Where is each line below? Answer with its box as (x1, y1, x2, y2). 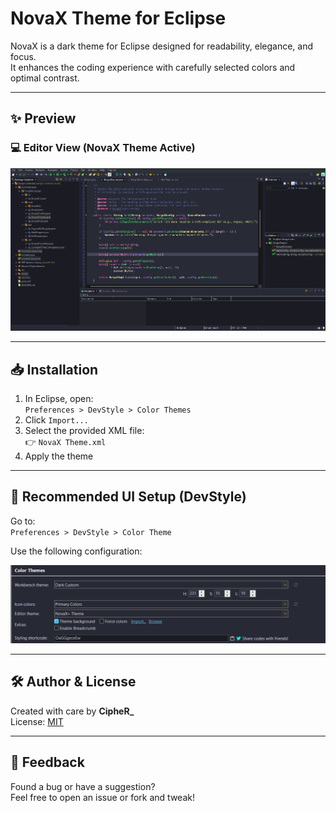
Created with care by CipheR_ (10, 705, 135, 717)
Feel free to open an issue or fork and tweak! (10, 791, 195, 803)
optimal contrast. (10, 72, 80, 84)
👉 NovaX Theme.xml (24, 436, 107, 448)
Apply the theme (24, 450, 94, 462)
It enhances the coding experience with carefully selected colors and (10, 61, 296, 73)
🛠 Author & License (10, 673, 137, 691)
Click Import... (24, 414, 89, 426)
